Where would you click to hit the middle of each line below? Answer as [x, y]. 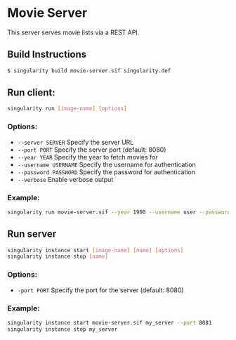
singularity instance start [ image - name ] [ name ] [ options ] [96, 250]
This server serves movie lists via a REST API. [73, 32]
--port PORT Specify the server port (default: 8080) [92, 150]
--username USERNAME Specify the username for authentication [107, 164]
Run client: [31, 93]
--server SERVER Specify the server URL [76, 142]
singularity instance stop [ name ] [58, 257]
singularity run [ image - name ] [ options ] [67, 109]
